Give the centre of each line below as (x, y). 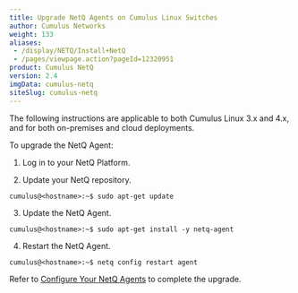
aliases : (26, 43)
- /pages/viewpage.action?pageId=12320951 (94, 59)
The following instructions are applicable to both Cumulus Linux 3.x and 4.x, (149, 118)
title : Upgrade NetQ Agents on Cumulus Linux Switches (114, 17)
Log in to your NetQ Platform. (76, 162)
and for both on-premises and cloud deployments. (102, 127)
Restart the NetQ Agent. (66, 246)
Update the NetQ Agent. (67, 212)
